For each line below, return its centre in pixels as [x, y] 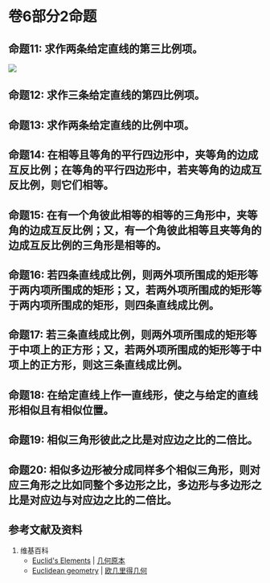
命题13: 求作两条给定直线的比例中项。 [102, 125]
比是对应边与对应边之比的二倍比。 [93, 500]
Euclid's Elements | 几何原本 [79, 560]
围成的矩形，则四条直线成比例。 [140, 305]
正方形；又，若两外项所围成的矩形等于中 [161, 350]
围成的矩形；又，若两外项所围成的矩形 [156, 290]
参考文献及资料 [45, 530]
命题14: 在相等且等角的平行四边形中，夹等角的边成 [133, 155]
